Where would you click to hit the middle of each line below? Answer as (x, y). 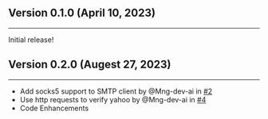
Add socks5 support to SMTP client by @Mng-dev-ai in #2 (116, 91)
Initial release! (31, 40)
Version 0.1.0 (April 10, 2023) (82, 13)
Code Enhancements (54, 108)
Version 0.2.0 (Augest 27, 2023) (90, 65)
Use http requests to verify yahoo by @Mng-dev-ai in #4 (113, 99)
